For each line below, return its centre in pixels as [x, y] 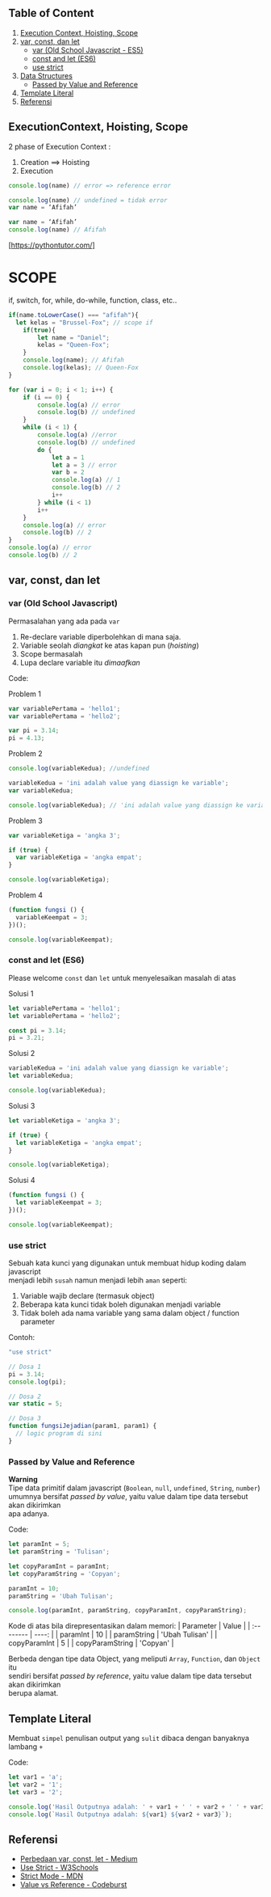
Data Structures [46, 75]
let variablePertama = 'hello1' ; [65, 1008]
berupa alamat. [33, 1693]
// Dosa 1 [25, 1367]
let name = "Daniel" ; [74, 338]
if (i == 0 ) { [46, 397]
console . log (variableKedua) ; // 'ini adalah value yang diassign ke [126, 805]
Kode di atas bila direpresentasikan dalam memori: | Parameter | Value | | [129, 1626]
